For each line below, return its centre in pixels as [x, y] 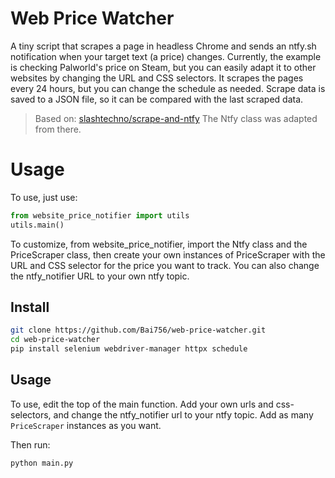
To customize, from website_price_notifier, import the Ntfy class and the [159, 244]
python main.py [42, 463]
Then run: [30, 444]
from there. [58, 129]
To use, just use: [44, 197]
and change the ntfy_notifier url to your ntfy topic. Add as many [183, 414]
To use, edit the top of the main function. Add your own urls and [142, 404]
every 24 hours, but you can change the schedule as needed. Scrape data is [168, 88]
